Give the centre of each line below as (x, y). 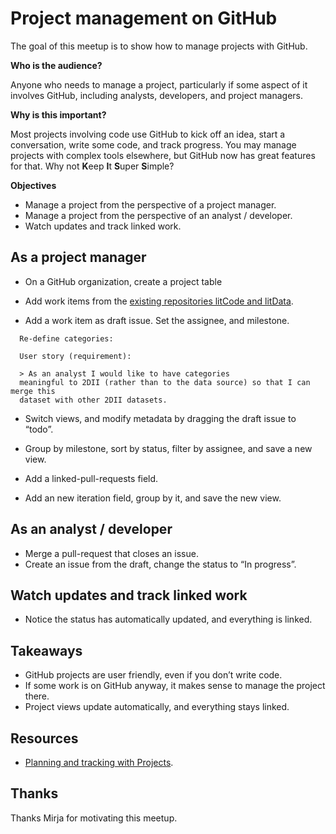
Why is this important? (58, 114)
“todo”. (39, 429)
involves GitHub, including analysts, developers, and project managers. (157, 95)
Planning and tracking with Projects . (99, 762)
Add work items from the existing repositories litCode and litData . (159, 301)
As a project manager (78, 257)
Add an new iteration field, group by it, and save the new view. (153, 498)
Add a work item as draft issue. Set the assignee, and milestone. (157, 320)
